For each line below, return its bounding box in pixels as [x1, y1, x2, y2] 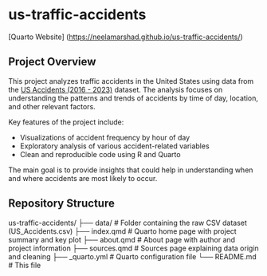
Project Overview [8, 55, 96, 69]
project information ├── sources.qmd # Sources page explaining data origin [8, 243, 259, 253]
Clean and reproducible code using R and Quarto [19, 149, 181, 159]
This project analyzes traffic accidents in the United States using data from [8, 76, 254, 85]
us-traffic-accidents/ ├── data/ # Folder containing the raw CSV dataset [8, 218, 247, 227]
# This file [8, 260, 41, 270]
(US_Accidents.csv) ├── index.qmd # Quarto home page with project [8, 226, 237, 236]
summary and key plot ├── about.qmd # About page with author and [8, 235, 236, 244]
